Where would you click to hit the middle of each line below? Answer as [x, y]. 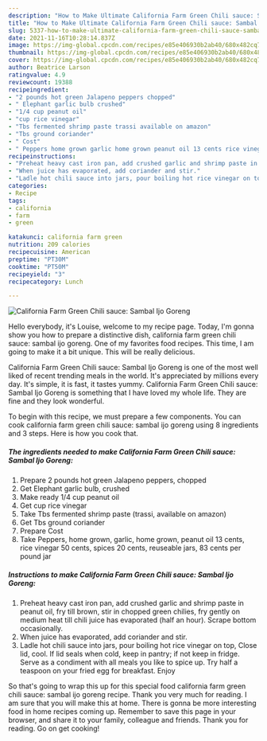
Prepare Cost [41, 531]
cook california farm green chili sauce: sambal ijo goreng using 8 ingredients [133, 425]
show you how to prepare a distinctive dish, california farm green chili [122, 335]
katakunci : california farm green [66, 237]
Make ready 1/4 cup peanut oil [69, 497]
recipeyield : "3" [37, 274]
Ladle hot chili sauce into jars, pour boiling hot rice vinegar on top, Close [138, 645]
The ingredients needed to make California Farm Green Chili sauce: [122, 451]
